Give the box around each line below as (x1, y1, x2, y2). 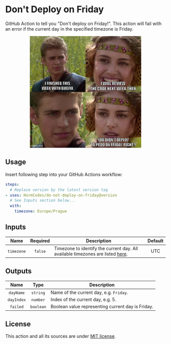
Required (30, 238, 50, 244)
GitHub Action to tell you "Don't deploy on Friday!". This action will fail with (5, 20, 162, 27)
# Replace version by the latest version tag (10, 187, 108, 192)
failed (10, 305, 24, 310)
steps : (5, 182, 19, 187)
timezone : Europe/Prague (14, 209, 67, 214)
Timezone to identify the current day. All (54, 245, 138, 251)
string (31, 290, 45, 296)
